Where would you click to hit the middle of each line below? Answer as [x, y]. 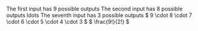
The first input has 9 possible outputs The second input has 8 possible [94, 9]
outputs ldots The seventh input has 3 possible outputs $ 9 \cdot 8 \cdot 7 [99, 15]
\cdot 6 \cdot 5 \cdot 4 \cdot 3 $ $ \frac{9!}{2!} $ [68, 22]
